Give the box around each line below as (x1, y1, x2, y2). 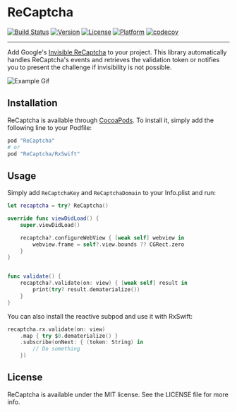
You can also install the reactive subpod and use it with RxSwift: (7, 312, 193, 320)
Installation (7, 97, 58, 110)
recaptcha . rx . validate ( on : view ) (7, 326, 106, 333)
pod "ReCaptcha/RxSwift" (7, 150, 80, 158)
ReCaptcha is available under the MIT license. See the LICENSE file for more (7, 390, 229, 399)
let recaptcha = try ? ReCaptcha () (7, 202, 109, 209)
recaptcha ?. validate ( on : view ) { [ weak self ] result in (20, 280, 188, 287)
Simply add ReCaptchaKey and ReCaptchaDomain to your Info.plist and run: (7, 189, 217, 197)
